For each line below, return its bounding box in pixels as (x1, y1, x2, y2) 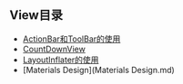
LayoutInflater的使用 (22, 54, 99, 65)
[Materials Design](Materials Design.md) (22, 64, 175, 75)
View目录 (9, 7, 64, 23)
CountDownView (22, 43, 86, 54)
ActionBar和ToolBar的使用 (22, 33, 121, 44)
